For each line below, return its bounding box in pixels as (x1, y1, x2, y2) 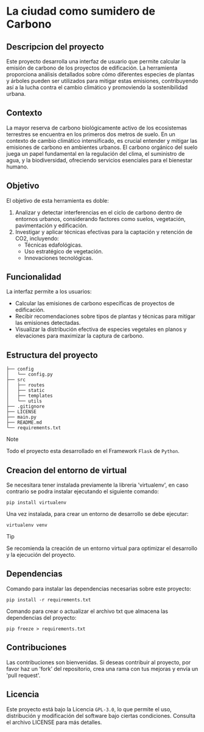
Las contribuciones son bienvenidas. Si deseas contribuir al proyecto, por (6, 658, 191, 666)
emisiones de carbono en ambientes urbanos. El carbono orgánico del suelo (6, 143, 198, 151)
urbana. (6, 90, 26, 97)
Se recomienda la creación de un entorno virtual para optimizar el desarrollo (6, 545, 198, 552)
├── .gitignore (6, 404, 45, 410)
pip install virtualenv (6, 499, 67, 506)
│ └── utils (6, 398, 43, 404)
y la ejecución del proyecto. (6, 551, 76, 559)
